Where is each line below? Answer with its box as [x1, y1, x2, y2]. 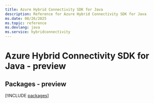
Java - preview [5, 61, 67, 72]
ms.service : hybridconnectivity [5, 29, 70, 34]
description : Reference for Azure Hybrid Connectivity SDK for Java [5, 12, 147, 16]
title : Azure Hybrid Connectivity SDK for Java [5, 7, 103, 12]
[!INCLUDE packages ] [5, 93, 49, 98]
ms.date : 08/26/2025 [5, 16, 47, 21]
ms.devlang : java [5, 25, 40, 30]
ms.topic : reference [5, 20, 47, 26]
